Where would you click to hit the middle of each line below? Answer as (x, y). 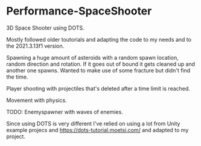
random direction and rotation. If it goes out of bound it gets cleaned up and (101, 64)
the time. (17, 77)
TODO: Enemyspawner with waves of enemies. (65, 112)
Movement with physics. (37, 100)
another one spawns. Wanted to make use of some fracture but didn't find (98, 70)
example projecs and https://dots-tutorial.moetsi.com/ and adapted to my (97, 130)
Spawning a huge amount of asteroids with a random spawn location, (93, 57)
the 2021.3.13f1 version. (35, 46)
